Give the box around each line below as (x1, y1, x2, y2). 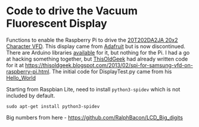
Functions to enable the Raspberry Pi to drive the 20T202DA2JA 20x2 (6, 36, 178, 43)
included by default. (6, 92, 55, 99)
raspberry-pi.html (6, 68, 49, 75)
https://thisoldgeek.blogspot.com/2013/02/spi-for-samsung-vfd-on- (24, 61, 194, 69)
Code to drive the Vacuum (6, 4, 138, 18)
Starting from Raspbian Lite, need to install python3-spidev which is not (6, 85, 181, 93)
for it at (6, 61, 24, 69)
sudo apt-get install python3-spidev (6, 103, 100, 109)
